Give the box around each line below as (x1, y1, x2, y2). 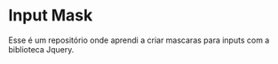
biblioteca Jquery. (8, 44, 75, 54)
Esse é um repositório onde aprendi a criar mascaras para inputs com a (8, 35, 270, 45)
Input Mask (8, 5, 93, 26)
